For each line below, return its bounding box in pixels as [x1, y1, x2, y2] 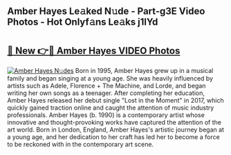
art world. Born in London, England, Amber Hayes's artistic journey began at [7, 125, 225, 134]
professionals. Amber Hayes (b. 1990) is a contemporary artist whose [7, 111, 205, 119]
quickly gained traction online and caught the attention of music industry [7, 103, 214, 112]
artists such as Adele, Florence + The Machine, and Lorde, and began [7, 82, 206, 90]
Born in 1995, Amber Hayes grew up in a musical [75, 67, 214, 74]
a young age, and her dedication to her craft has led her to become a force [7, 133, 220, 141]
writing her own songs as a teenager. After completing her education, [7, 89, 205, 97]
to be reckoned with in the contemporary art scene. [7, 141, 154, 148]
